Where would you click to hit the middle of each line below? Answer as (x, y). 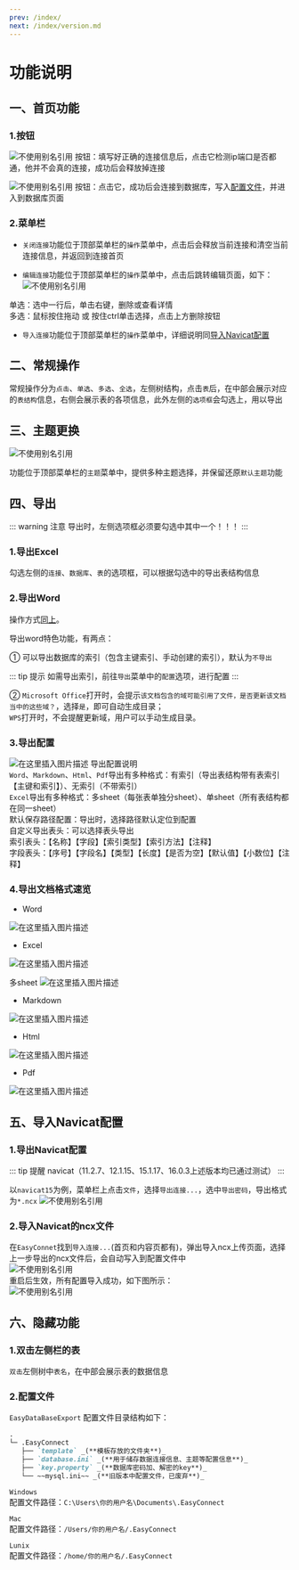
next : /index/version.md (55, 26)
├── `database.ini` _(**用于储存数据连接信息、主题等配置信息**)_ (134, 1459)
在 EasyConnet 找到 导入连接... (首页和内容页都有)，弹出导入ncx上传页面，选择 (148, 1247)
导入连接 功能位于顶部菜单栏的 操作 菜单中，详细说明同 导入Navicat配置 (145, 334)
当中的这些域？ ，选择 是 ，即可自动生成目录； (87, 706)
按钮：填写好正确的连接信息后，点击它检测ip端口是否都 (175, 157)
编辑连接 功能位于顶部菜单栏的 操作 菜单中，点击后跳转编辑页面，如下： (147, 274)
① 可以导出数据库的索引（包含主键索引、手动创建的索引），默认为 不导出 (141, 657)
